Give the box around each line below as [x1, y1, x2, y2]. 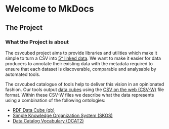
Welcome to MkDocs [5, 3, 95, 15]
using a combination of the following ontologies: [5, 97, 106, 103]
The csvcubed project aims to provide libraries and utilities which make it [5, 50, 158, 56]
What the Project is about [5, 38, 69, 46]
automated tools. [5, 71, 40, 77]
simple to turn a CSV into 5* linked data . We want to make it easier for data [5, 55, 161, 61]
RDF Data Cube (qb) [12, 107, 55, 113]
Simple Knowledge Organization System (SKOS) [12, 112, 113, 118]
